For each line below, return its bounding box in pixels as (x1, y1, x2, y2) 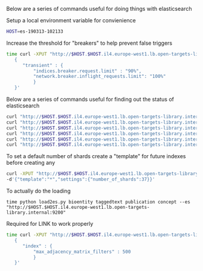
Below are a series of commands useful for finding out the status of (6, 96, 174, 103)
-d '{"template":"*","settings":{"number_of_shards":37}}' (6, 176, 155, 183)
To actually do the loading (6, 187, 71, 194)
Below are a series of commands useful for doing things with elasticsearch (6, 5, 192, 12)
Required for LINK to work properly (6, 220, 94, 227)
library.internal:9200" (6, 209, 66, 215)
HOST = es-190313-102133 (6, 28, 63, 34)
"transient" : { (22, 62, 63, 68)
